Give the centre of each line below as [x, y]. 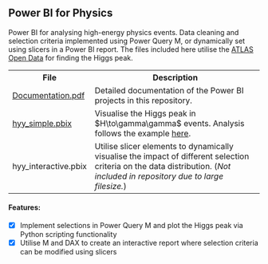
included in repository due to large [159, 176]
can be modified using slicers [68, 252]
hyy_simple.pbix [42, 123]
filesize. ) [110, 186]
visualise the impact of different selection [172, 156]
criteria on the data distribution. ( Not [163, 166]
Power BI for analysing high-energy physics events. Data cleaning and [124, 32]
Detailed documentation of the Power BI [169, 90]
